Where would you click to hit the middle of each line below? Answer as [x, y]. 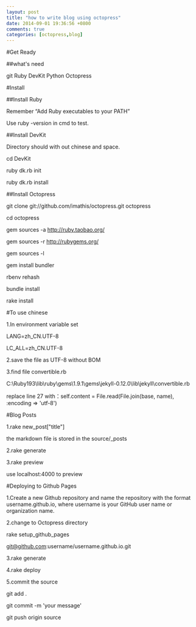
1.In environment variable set [42, 324]
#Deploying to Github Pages [42, 486]
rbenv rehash [23, 277]
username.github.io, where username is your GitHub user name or [89, 504]
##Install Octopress [31, 194]
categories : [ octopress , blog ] [45, 35]
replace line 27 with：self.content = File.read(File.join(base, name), [90, 396]
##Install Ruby [24, 100]
